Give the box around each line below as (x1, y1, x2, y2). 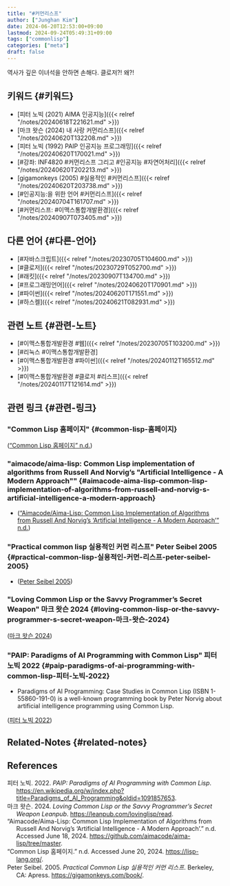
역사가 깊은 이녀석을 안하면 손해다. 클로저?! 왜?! (7, 68, 134, 76)
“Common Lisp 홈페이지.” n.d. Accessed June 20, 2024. (7, 847, 165, 856)
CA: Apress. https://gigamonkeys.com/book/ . (16, 871, 145, 879)
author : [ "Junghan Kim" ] (7, 17, 79, 23)
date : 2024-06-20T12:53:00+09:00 (7, 23, 103, 30)
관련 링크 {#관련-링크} (7, 402, 97, 413)
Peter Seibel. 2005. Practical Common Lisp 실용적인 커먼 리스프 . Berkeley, (7, 863, 214, 872)
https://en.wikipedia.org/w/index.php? (16, 787, 125, 795)
